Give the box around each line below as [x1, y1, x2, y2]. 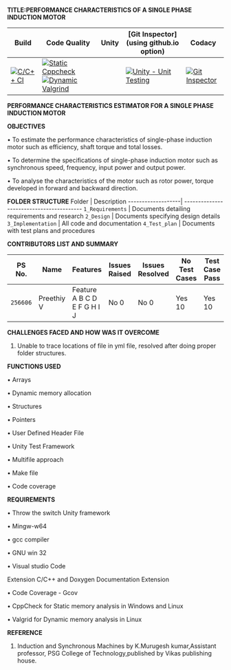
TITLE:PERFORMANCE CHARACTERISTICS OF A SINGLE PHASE [7, 6, 192, 14]
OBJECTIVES [7, 122, 46, 130]
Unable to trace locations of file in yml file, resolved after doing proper [16, 342, 217, 350]
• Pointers [7, 416, 36, 423]
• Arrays [7, 376, 32, 383]
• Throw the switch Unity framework [7, 509, 111, 517]
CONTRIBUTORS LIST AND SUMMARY [7, 240, 119, 248]
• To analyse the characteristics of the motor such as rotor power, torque [7, 177, 214, 185]
